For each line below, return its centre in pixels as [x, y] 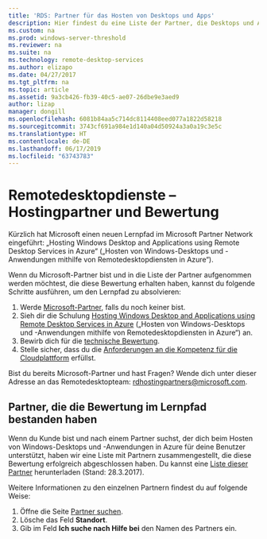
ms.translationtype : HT [48, 134]
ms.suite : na [30, 52]
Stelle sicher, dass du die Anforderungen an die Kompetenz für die [129, 350]
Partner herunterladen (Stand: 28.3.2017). [76, 472]
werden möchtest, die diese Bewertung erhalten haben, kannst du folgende [132, 284]
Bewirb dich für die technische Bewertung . [90, 341]
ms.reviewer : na [35, 45]
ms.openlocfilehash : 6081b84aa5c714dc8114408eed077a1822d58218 [115, 119]
